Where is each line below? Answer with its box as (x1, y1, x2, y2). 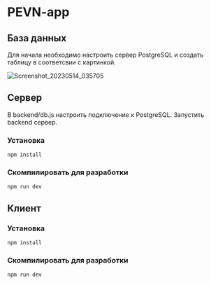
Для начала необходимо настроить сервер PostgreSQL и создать (7, 50, 204, 59)
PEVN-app (7, 4, 70, 20)
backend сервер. (7, 118, 58, 126)
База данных (7, 32, 67, 44)
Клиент (7, 202, 42, 214)
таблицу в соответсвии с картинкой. (7, 58, 117, 67)
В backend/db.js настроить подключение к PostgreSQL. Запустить (7, 110, 205, 119)
